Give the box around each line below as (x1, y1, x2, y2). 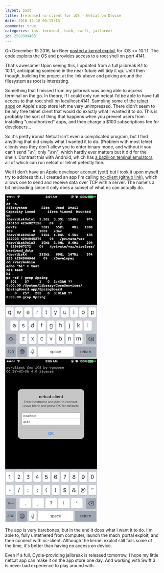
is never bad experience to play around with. (5, 563, 95, 568)
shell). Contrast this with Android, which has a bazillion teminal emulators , (5, 154, 154, 160)
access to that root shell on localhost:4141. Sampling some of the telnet (5, 98, 148, 104)
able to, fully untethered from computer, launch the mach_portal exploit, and (5, 532, 159, 538)
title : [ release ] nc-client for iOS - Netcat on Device (5, 13, 121, 18)
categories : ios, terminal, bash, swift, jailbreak (5, 28, 113, 34)
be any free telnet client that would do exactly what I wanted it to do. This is (5, 108, 158, 114)
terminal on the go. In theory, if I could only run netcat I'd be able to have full (5, 93, 160, 98)
